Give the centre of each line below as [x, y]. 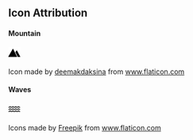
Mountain [25, 33]
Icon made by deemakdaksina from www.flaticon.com [96, 72]
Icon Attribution [48, 13]
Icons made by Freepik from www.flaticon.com [85, 127]
